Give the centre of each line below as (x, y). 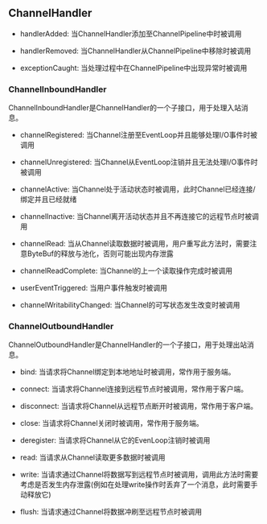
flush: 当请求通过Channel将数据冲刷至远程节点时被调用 (111, 512)
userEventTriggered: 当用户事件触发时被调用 (93, 288)
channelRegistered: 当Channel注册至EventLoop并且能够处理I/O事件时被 (138, 135)
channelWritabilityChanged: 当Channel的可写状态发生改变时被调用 (130, 305)
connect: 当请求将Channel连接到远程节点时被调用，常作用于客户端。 (133, 389)
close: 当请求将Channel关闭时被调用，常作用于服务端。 (111, 423)
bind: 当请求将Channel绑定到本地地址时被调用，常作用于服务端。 (127, 372)
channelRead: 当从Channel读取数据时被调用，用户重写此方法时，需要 (135, 244)
